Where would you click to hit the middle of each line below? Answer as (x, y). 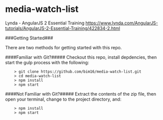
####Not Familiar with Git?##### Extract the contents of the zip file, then (81, 94)
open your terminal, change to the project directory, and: (63, 99)
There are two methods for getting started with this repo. (64, 47)
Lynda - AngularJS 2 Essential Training (45, 23)
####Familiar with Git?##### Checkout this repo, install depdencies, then (81, 57)
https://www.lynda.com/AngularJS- (122, 23)
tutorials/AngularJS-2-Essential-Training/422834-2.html (63, 28)
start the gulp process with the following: (47, 62)
